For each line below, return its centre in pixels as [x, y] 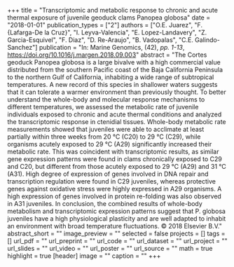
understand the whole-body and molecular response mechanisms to [106, 100]
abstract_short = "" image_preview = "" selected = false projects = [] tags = [116, 233]
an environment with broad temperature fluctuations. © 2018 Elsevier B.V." [115, 226]
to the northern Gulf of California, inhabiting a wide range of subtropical [111, 77]
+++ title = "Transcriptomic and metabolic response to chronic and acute [113, 10]
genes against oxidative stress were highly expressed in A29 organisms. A [115, 189]
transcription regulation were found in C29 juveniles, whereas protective [111, 181]
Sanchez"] [22, 47]
